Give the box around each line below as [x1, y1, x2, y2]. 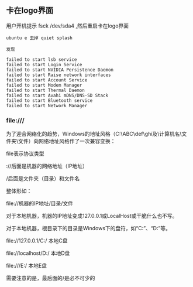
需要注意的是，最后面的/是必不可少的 [6, 275, 95, 282]
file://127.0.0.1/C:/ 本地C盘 [6, 237, 68, 244]
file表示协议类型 [6, 150, 45, 157]
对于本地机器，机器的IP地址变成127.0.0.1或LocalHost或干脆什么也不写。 [6, 213, 178, 220]
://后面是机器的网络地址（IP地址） [6, 163, 88, 170]
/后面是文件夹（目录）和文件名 [6, 175, 80, 182]
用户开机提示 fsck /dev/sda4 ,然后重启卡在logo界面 [6, 22, 129, 29]
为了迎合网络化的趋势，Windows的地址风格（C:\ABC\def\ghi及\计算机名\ [6, 131, 182, 138]
